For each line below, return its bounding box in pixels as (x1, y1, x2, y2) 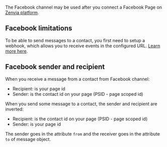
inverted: (5, 106, 24, 112)
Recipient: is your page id (12, 85, 65, 92)
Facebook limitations (5, 24, 72, 33)
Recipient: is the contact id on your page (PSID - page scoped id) (12, 115, 148, 122)
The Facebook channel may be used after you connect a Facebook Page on (5, 5, 162, 10)
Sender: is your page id (12, 121, 61, 127)
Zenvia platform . (5, 10, 39, 16)
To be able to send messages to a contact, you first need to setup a (5, 37, 145, 43)
